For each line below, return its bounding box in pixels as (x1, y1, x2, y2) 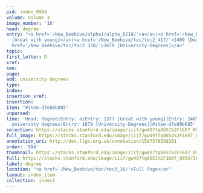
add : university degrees (6, 76, 69, 82)
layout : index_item (6, 172, 56, 178)
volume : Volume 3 (6, 15, 50, 21)
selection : (6, 127, 34, 133)
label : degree (6, 161, 42, 167)
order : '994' (6, 143, 39, 150)
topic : (6, 48, 23, 54)
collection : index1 (6, 178, 56, 184)
